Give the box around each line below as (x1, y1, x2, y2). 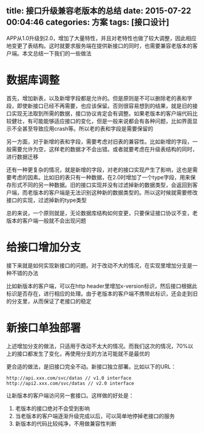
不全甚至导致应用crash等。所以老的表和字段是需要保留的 (11, 125, 154, 132)
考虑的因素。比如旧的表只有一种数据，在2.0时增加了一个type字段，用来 (11, 173, 191, 181)
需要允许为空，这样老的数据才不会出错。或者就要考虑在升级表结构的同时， (11, 145, 198, 153)
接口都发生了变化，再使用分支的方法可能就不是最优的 (16, 350, 150, 357)
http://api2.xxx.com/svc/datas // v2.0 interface (6, 380, 135, 386)
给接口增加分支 (6, 240, 81, 254)
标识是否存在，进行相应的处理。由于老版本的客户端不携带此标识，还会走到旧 (6, 289, 198, 297)
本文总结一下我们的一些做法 (22, 49, 92, 57)
